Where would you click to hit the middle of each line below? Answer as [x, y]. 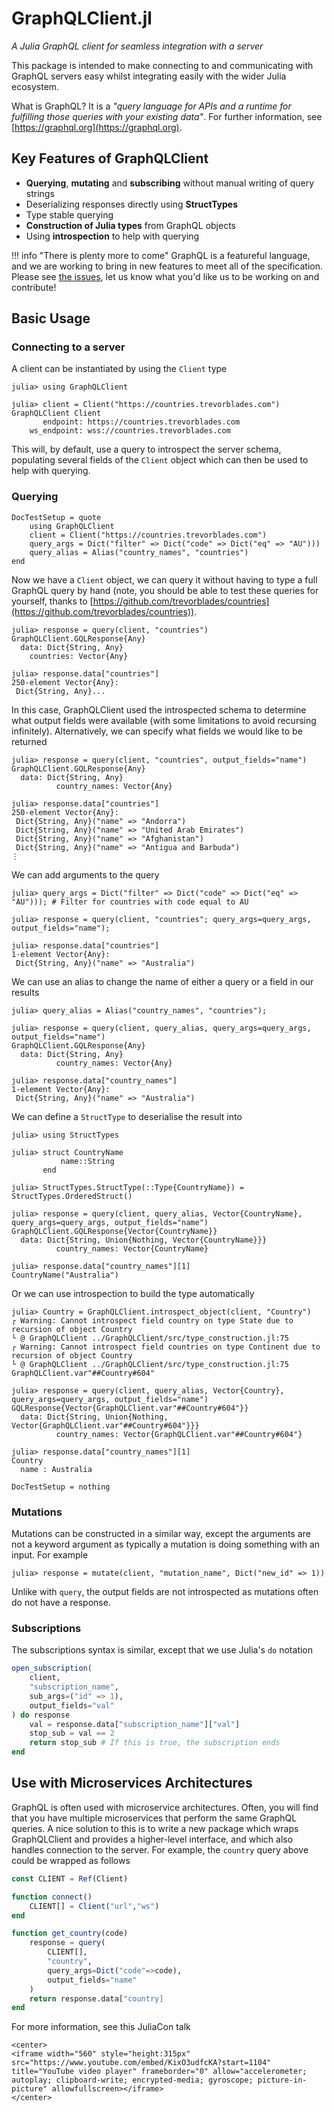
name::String [87, 1161]
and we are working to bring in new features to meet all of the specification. [167, 266]
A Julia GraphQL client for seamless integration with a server [137, 46]
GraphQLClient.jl [82, 18]
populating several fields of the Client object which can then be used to [160, 460]
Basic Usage [51, 318]
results [25, 992]
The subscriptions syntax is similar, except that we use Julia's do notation [162, 1650]
